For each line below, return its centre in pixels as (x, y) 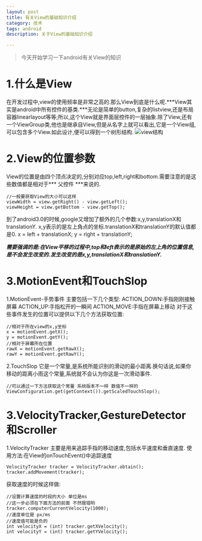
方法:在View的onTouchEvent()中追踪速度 (62, 455)
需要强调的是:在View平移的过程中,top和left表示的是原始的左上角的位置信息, (100, 247)
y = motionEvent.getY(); (37, 337)
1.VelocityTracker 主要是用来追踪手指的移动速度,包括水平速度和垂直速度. (96, 448)
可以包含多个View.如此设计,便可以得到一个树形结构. (70, 132)
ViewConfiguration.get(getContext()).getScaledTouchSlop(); (84, 391)
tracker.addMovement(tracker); (46, 472)
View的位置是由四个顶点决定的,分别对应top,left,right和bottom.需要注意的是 (99, 176)
